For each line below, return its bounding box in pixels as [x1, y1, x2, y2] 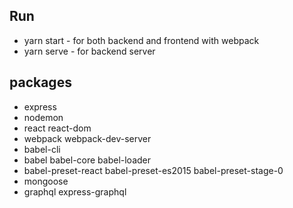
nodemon [23, 111, 64, 123]
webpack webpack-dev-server [23, 132, 152, 144]
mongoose [23, 175, 69, 187]
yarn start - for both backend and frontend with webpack [23, 34, 260, 46]
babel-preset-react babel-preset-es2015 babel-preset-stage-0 [23, 164, 284, 176]
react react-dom [23, 122, 92, 134]
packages [9, 74, 72, 91]
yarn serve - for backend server [23, 45, 156, 57]
